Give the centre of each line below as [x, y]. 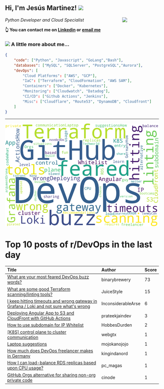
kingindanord [115, 353]
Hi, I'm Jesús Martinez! [41, 8]
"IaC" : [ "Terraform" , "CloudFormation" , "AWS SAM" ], [77, 81]
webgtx [109, 335]
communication [23, 337]
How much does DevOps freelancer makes [50, 351]
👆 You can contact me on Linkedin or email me [53, 29]
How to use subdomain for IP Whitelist [45, 325]
